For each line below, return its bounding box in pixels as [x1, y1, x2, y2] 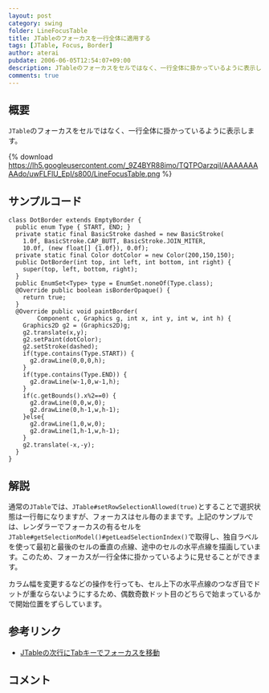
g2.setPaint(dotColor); [22, 336, 103, 344]
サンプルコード [8, 194, 82, 208]
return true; [22, 294, 67, 302]
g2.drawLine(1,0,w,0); [29, 420, 106, 428]
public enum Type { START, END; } [15, 223, 131, 231]
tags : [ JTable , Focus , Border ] [8, 42, 113, 50]
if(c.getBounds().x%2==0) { [22, 392, 116, 400]
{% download [8, 152, 54, 161]
